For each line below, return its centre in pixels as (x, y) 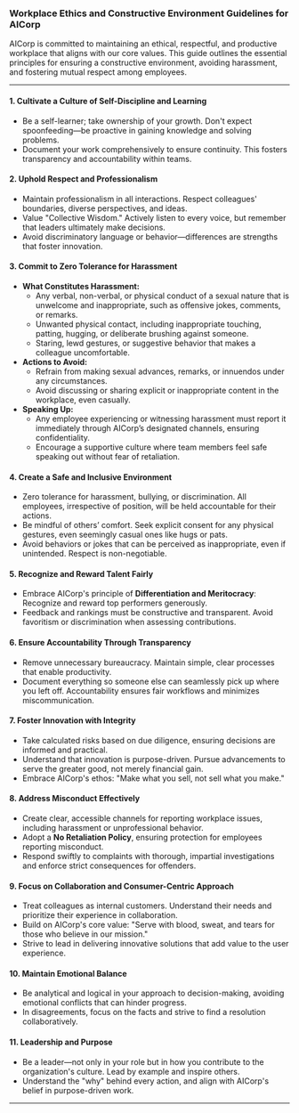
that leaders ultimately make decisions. (94, 227)
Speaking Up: (48, 409)
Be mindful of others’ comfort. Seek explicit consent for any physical (148, 525)
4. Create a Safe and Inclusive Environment (90, 477)
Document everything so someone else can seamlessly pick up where (150, 681)
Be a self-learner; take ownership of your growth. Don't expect (137, 121)
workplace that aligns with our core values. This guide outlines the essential (148, 53)
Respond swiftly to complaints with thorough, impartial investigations (148, 856)
